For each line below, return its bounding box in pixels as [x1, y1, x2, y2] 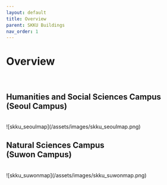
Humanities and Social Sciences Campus [6, 92, 162, 102]
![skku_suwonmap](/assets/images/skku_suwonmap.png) [6, 171, 147, 178]
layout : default [6, 10, 46, 15]
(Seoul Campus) [6, 101, 67, 111]
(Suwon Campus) [6, 149, 73, 160]
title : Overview [6, 15, 46, 22]
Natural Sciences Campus [6, 140, 105, 150]
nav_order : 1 [6, 29, 39, 35]
